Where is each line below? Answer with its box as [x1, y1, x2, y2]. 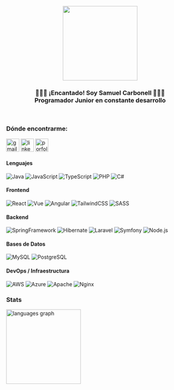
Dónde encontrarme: [6, 125, 68, 133]
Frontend [6, 187, 30, 194]
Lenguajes [6, 160, 33, 167]
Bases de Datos [6, 240, 46, 247]
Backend [6, 213, 29, 221]
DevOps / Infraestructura [6, 267, 70, 274]
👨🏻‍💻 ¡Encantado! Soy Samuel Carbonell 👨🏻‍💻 [35, 88, 165, 97]
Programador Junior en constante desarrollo [34, 96, 166, 104]
